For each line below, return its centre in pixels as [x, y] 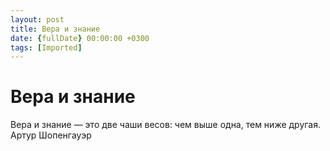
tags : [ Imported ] [46, 47]
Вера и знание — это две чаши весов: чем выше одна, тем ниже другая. [166, 125]
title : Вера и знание [55, 29]
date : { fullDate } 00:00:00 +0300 [80, 38]
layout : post [37, 19]
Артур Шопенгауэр [51, 135]
